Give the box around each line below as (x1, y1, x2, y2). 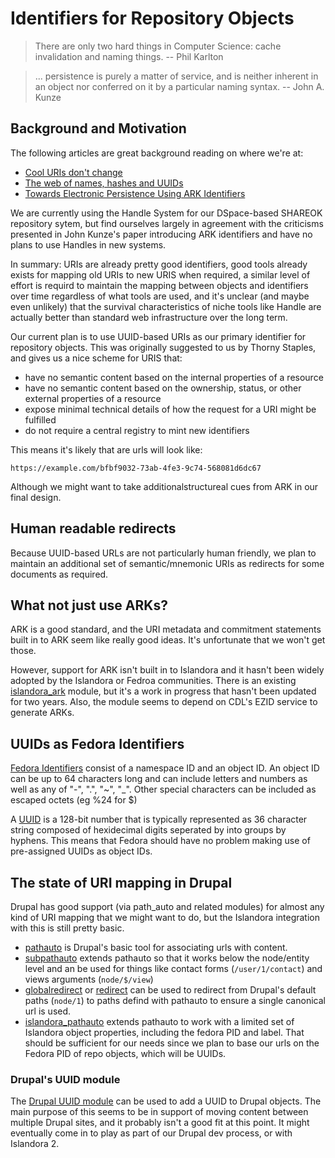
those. (10, 645, 37, 657)
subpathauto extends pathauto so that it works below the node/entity (24, 952, 310, 964)
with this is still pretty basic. (10, 922, 125, 934)
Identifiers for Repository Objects (10, 7, 295, 30)
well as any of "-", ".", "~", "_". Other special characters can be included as (10, 783, 317, 796)
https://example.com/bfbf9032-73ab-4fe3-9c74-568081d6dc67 (10, 463, 262, 473)
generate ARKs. (10, 707, 75, 719)
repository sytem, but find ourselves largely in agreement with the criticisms (10, 217, 324, 229)
